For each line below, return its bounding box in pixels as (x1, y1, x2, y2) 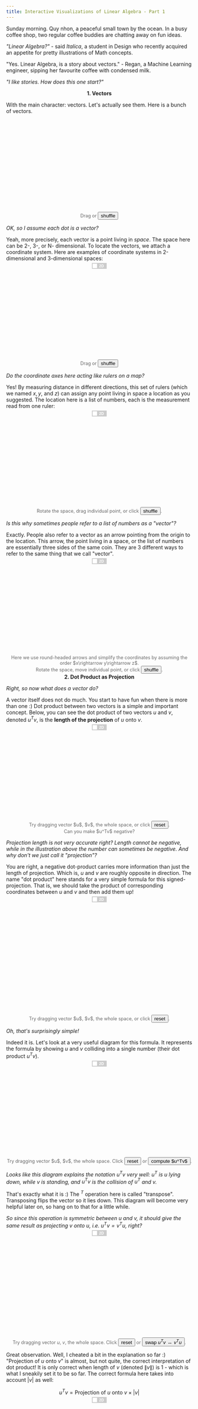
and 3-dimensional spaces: (37, 255, 103, 262)
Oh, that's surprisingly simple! (6, 1028, 80, 1035)
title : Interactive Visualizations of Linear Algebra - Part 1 (6, 8, 165, 15)
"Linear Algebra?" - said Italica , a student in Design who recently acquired (6, 43, 187, 50)
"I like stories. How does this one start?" (6, 78, 104, 85)
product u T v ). (6, 1051, 40, 1060)
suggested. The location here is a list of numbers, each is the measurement (6, 396, 190, 403)
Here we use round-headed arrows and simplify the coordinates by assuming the (11, 655, 188, 661)
